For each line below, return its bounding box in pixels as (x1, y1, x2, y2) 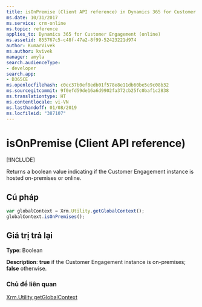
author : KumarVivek (6, 43, 56, 49)
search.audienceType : (6, 59, 61, 65)
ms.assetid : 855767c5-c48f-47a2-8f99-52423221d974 (6, 37, 137, 43)
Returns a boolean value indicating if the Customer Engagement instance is (6, 168, 194, 176)
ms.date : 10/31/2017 (6, 15, 59, 21)
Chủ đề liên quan (6, 280, 57, 288)
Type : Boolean (6, 246, 43, 254)
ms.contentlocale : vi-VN (6, 99, 69, 105)
